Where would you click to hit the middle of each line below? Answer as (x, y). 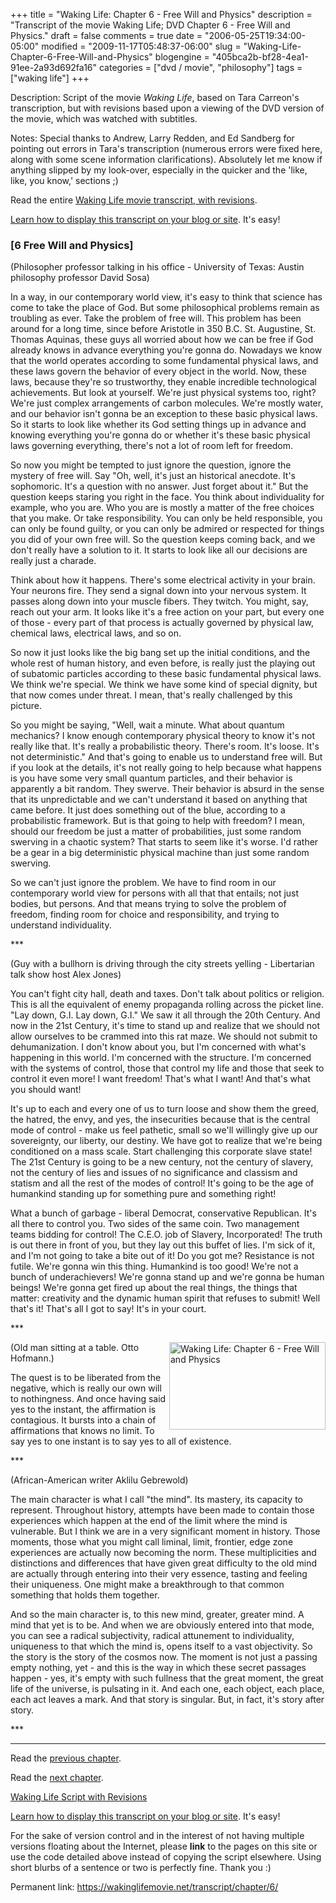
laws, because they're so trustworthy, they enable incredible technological (163, 382)
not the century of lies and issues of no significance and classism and (154, 1173)
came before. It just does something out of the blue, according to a (148, 810)
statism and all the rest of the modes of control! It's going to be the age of (162, 1183)
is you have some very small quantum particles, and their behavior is (151, 778)
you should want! (46, 1090)
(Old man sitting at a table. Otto (75, 1348)
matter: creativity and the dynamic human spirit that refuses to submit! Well (165, 1298)
